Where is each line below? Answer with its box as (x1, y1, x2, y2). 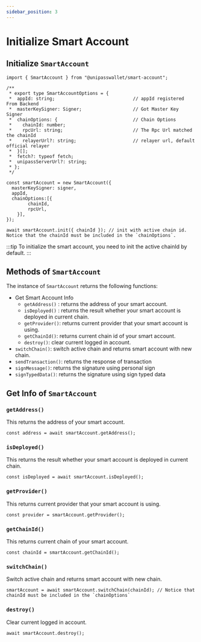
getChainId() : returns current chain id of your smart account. (23, 332, 176, 340)
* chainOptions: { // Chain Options (8, 117, 176, 123)
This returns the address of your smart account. (6, 418, 125, 426)
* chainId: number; (8, 121, 66, 128)
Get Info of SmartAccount (6, 388, 97, 399)
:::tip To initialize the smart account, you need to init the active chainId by (6, 243, 188, 250)
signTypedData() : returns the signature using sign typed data (14, 371, 166, 378)
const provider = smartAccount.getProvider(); (6, 512, 125, 518)
